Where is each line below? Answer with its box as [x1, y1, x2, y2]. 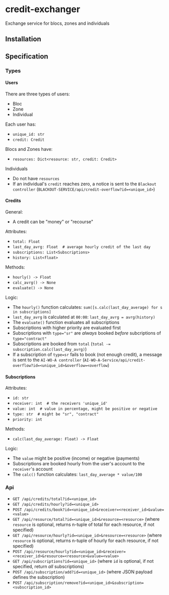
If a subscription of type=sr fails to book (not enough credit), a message [12, 352, 162, 358]
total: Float [12, 239, 40, 244]
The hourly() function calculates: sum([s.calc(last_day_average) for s [12, 304, 163, 310]
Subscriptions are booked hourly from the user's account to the [12, 461, 145, 467]
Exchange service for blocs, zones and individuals [5, 20, 110, 26]
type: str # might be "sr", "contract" [12, 412, 99, 417]
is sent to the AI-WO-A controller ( [12, 357, 85, 363]
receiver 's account [12, 466, 53, 472]
